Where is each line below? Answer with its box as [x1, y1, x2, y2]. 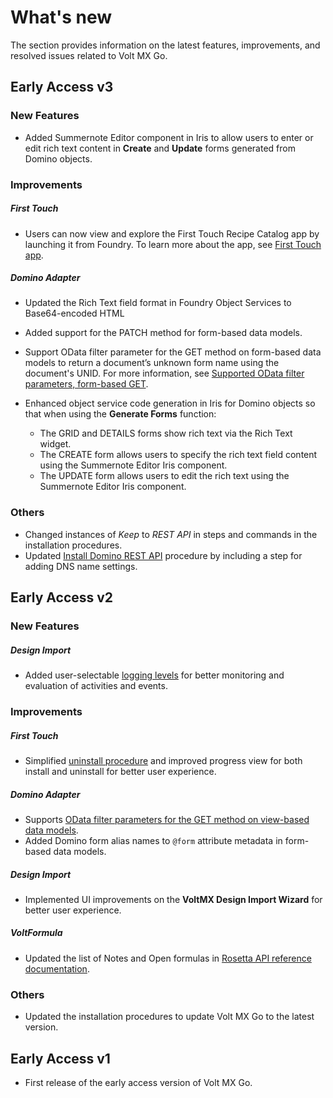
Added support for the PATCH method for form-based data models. [24, 327, 303, 339]
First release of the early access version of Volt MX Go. [24, 1076, 253, 1088]
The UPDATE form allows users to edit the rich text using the [39, 470, 290, 482]
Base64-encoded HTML [24, 307, 125, 320]
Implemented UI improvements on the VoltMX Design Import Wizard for [24, 893, 323, 905]
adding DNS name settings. [24, 560, 138, 572]
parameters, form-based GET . [24, 378, 149, 390]
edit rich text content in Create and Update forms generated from [24, 142, 296, 154]
